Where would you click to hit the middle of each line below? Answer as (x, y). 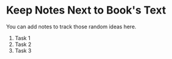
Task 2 (23, 44)
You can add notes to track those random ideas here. (71, 27)
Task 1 (23, 38)
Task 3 (23, 50)
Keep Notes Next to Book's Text (86, 10)
